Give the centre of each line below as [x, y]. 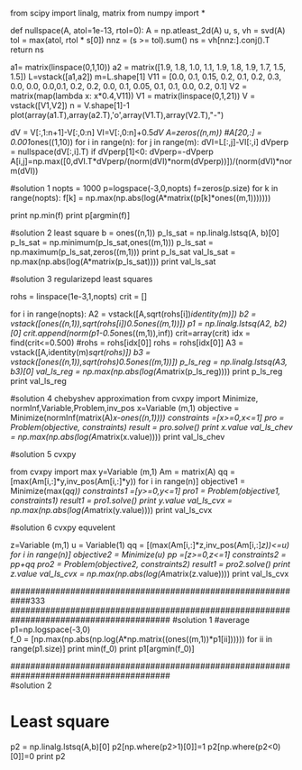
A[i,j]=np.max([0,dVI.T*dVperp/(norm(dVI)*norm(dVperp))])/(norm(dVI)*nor [151, 161]
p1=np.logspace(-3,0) [50, 629]
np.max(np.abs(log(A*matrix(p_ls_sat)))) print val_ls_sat [113, 261]
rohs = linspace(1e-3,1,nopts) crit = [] [79, 296]
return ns [27, 50]
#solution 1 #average [211, 620]
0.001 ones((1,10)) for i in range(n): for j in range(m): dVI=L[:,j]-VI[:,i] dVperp [150, 142]
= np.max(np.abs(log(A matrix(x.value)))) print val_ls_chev [118, 437]
